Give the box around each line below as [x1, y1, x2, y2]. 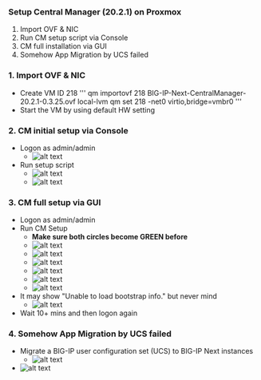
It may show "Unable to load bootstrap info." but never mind [19, 291, 217, 301]
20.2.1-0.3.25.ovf [19, 97, 76, 106]
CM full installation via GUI [19, 42, 108, 51]
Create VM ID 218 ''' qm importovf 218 [19, 88, 146, 97]
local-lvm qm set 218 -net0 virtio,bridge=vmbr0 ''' [77, 97, 242, 106]
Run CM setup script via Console [19, 33, 129, 42]
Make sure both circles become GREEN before [31, 232, 188, 242]
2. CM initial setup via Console [8, 125, 129, 136]
